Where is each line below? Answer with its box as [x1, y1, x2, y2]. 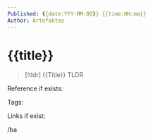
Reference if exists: [7, 84, 63, 93]
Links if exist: [7, 112, 46, 120]
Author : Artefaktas [7, 17, 65, 24]
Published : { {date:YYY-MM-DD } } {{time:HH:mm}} [7, 10, 147, 18]
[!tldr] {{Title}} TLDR [24, 71, 84, 79]
